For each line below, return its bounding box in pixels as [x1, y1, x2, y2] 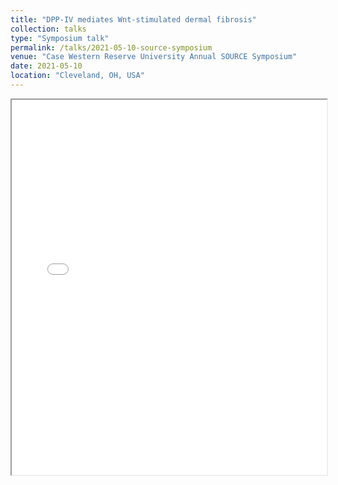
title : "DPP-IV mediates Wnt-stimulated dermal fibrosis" [10, 14, 257, 25]
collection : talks [10, 24, 87, 34]
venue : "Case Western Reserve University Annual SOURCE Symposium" [10, 52, 298, 62]
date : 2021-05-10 [10, 61, 83, 71]
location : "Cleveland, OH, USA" [10, 71, 145, 81]
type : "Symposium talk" [10, 33, 110, 43]
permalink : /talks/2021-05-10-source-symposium [10, 42, 213, 53]
